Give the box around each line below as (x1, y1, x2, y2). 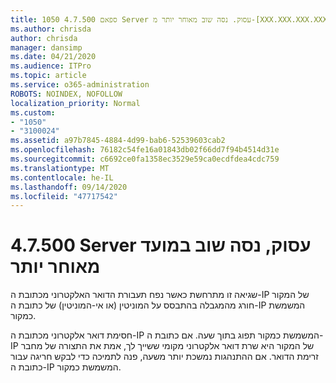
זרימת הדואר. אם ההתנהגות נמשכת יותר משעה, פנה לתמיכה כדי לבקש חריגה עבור (10, 351, 319, 363)
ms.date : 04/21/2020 (10, 52, 97, 62)
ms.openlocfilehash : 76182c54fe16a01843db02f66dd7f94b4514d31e (10, 145, 280, 155)
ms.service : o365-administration (10, 80, 150, 90)
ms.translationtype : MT (10, 163, 110, 173)
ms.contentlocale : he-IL (10, 172, 114, 183)
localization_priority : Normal (10, 98, 141, 108)
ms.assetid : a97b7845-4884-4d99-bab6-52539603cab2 (10, 136, 226, 146)
